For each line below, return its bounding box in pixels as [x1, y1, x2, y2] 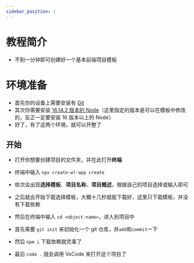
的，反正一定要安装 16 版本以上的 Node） [14, 113, 114, 120]
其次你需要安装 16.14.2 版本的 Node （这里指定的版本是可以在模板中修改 [14, 106, 186, 113]
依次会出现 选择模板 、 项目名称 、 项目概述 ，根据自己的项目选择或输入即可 [14, 181, 188, 188]
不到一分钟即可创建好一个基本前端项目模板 [14, 56, 117, 63]
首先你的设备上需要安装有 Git [14, 99, 84, 106]
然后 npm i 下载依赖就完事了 [14, 238, 82, 245]
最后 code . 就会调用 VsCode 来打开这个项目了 [14, 251, 127, 258]
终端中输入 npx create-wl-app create [14, 169, 105, 176]
